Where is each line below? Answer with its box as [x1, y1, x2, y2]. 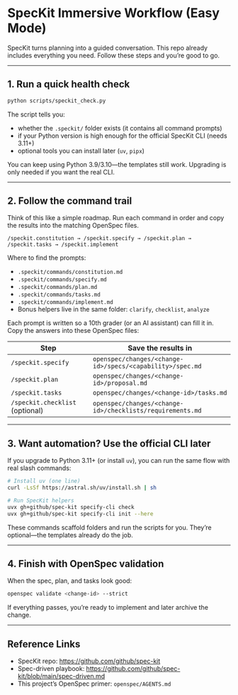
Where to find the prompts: [7, 253, 86, 262]
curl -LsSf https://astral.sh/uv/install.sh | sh [7, 484, 157, 491]
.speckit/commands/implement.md [17, 299, 113, 306]
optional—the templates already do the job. [7, 530, 133, 539]
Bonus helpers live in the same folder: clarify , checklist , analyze [17, 305, 210, 314]
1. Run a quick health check [7, 78, 130, 90]
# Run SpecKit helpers [7, 497, 74, 504]
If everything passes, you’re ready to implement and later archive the [7, 603, 209, 612]
